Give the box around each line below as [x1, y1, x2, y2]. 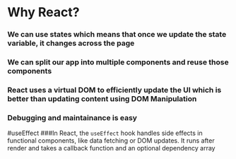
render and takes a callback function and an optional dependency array [7, 144, 216, 153]
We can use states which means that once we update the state [7, 30, 227, 40]
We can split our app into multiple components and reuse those [7, 57, 229, 67]
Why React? [7, 4, 80, 20]
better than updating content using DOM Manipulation [7, 93, 197, 103]
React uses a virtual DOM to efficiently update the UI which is [7, 85, 222, 95]
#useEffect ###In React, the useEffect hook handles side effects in [7, 129, 203, 138]
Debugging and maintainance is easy [7, 112, 138, 122]
